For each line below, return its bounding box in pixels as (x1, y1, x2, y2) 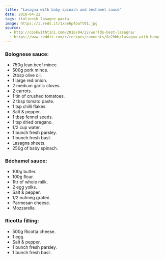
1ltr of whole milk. (12, 179, 48, 185)
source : (5, 26, 21, 30)
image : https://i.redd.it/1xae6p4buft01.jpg (5, 21, 98, 26)
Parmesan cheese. (12, 200, 51, 206)
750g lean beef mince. (12, 62, 58, 68)
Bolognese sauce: (5, 51, 49, 57)
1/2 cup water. (12, 125, 41, 130)
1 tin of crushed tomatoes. (12, 93, 65, 99)
